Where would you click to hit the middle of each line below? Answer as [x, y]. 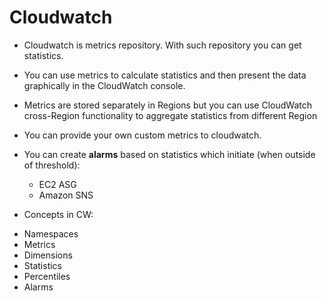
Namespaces [51, 233]
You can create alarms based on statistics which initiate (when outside [169, 154]
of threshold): [52, 165]
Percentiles [47, 276]
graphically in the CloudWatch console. [104, 85]
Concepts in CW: [58, 214]
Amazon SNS [66, 195]
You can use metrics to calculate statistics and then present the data [165, 75]
